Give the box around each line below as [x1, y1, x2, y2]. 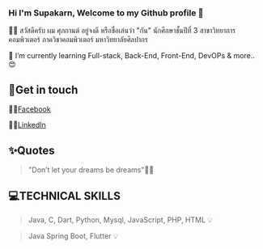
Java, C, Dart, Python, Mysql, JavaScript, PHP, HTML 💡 [28, 214, 213, 225]
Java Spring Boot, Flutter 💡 [28, 230, 119, 241]
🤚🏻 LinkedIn [8, 120, 47, 130]
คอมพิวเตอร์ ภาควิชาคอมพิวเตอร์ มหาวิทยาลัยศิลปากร [8, 35, 148, 44]
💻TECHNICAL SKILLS [8, 189, 121, 203]
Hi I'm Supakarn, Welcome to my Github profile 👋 [8, 7, 204, 19]
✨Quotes [8, 143, 55, 157]
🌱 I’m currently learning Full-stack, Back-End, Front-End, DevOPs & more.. [8, 51, 255, 61]
